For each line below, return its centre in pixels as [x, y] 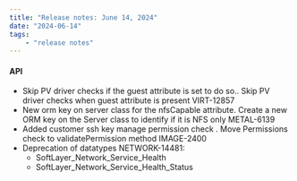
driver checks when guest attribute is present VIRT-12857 [128, 100]
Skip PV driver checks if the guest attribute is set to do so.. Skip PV [146, 91]
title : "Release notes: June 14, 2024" [84, 17]
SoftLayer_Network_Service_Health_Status [115, 168]
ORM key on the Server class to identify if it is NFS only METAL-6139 [148, 120]
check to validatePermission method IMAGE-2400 [115, 139]
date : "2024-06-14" [46, 26]
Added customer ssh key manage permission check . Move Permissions [155, 129]
